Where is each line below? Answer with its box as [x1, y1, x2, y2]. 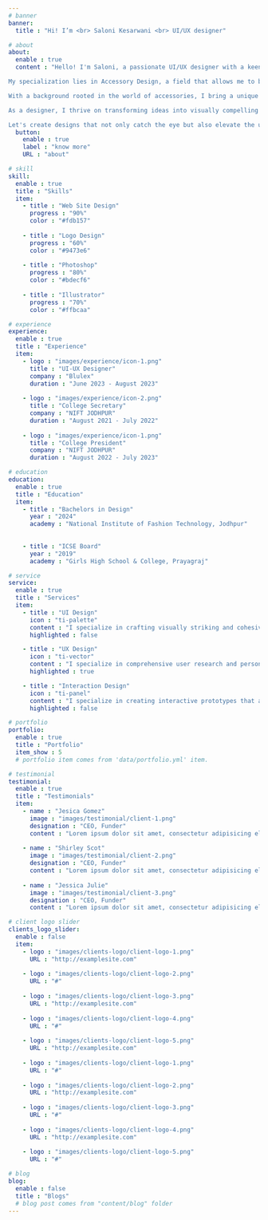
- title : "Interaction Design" [22, 681, 130, 690]
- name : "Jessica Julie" [22, 881, 109, 890]
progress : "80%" [29, 269, 88, 277]
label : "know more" [22, 143, 91, 152]
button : [15, 128, 41, 136]
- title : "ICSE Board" [22, 542, 102, 551]
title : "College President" [29, 439, 127, 447]
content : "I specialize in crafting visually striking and [29, 623, 234, 631]
